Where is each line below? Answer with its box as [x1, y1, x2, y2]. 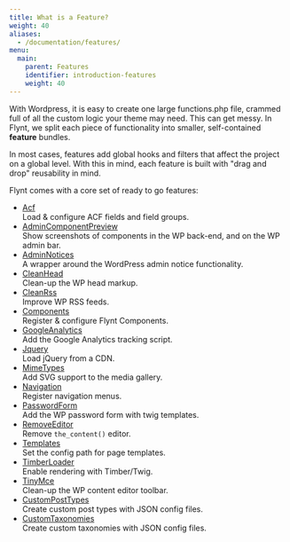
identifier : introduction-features [25, 71, 157, 80]
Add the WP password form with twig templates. [21, 409, 200, 420]
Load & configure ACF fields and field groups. [21, 211, 190, 222]
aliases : [9, 29, 42, 38]
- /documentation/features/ [17, 37, 121, 47]
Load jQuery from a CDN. [21, 352, 115, 364]
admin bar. [21, 240, 62, 250]
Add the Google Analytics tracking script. [21, 334, 173, 344]
